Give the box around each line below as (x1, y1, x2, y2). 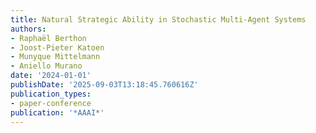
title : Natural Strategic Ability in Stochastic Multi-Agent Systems (10, 14, 307, 25)
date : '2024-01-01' (10, 71, 92, 81)
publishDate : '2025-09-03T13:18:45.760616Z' (10, 80, 199, 90)
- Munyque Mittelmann (10, 52, 101, 62)
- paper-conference (10, 98, 92, 108)
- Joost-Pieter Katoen (10, 42, 105, 53)
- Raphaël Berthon (10, 33, 87, 43)
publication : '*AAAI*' (10, 107, 105, 118)
